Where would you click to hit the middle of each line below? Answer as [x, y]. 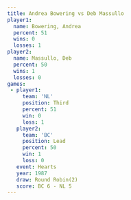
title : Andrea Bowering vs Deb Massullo [66, 13]
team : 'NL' [38, 97]
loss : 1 [33, 122]
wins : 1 [24, 71]
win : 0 [32, 115]
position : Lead [44, 142]
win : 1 [32, 154]
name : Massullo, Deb [43, 58]
